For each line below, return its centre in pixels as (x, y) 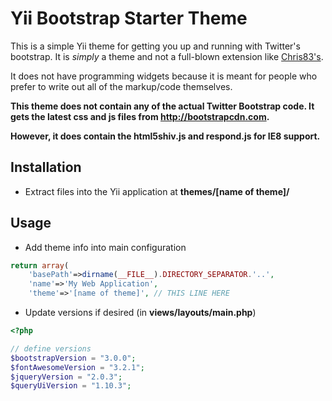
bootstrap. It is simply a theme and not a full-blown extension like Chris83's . (167, 56)
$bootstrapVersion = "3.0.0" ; (73, 358)
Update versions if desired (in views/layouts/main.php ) (140, 313)
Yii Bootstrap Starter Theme (129, 18)
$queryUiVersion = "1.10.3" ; (71, 386)
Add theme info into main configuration (105, 247)
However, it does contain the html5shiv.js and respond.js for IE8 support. (165, 136)
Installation (46, 167)
